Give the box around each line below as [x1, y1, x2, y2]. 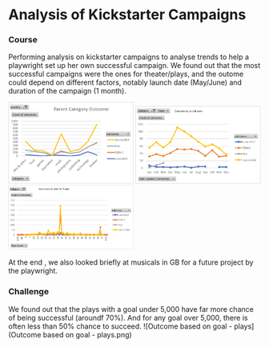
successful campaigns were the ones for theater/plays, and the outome [8, 70, 244, 79]
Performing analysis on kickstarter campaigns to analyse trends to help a [8, 52, 250, 62]
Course [8, 34, 38, 46]
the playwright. [8, 266, 58, 276]
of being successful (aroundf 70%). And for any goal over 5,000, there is [8, 313, 248, 322]
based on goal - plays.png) [42, 329, 132, 339]
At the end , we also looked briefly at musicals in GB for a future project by [8, 257, 254, 267]
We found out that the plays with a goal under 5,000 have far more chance [8, 304, 254, 313]
